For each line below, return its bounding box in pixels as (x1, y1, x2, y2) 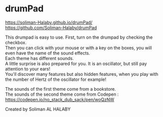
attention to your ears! (5, 65, 51, 72)
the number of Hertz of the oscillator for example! (5, 76, 107, 82)
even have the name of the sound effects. (5, 50, 90, 56)
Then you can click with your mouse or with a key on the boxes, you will (5, 45, 152, 51)
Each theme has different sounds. (5, 55, 74, 61)
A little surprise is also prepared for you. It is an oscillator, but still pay (5, 60, 147, 66)
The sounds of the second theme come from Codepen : (5, 91, 119, 97)
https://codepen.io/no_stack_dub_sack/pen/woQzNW (5, 96, 114, 102)
